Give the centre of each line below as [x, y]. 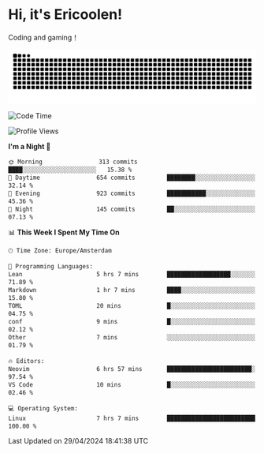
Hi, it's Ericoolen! [65, 15]
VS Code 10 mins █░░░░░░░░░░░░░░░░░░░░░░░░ [132, 384]
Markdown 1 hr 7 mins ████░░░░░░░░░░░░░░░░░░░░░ [132, 290]
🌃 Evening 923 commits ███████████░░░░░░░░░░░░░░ [132, 193]
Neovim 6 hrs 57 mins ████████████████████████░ [132, 369]
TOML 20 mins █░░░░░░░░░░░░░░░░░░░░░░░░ [132, 305]
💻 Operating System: [43, 408]
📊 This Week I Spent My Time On [64, 232]
